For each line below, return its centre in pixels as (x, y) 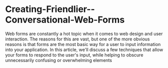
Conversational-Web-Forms (65, 20)
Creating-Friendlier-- (50, 9)
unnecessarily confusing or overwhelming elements (59, 60)
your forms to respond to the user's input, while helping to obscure (74, 55)
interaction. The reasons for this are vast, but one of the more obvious (77, 39)
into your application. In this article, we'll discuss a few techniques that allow (84, 49)
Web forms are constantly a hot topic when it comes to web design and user (84, 33)
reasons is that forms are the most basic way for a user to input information (83, 44)
